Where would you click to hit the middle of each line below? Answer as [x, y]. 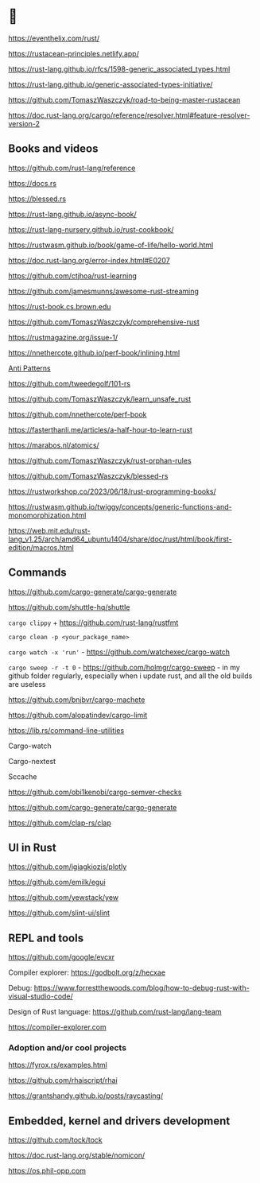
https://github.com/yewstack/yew [64, 898]
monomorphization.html [47, 515]
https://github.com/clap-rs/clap [60, 823]
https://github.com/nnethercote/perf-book [78, 414]
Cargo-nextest [32, 761]
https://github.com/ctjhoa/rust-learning [73, 275]
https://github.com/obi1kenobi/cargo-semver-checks [95, 792]
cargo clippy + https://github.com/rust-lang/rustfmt [93, 623]
